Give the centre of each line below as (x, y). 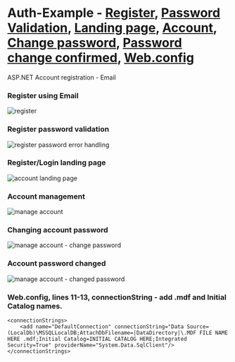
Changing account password (58, 230)
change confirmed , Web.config (101, 58)
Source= (198, 327)
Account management (46, 196)
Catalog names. (35, 306)
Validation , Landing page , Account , (112, 28)
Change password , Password (95, 43)
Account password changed (57, 263)
